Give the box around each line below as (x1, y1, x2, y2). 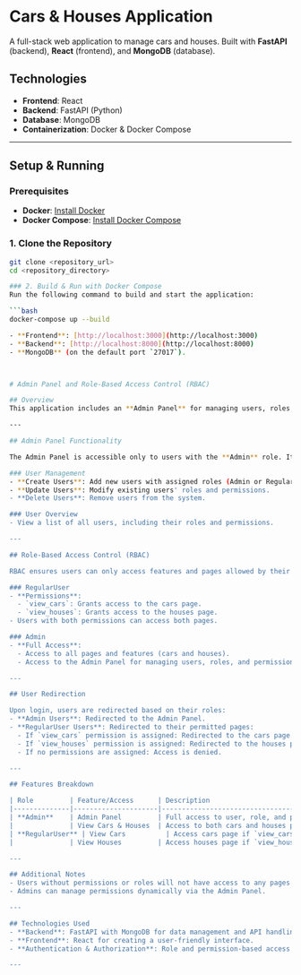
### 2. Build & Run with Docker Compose (9, 282, 163, 291)
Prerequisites (9, 186, 69, 198)
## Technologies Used (9, 919, 90, 928)
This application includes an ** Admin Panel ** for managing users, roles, (9, 404, 295, 413)
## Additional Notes (9, 870, 87, 879)
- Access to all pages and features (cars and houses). (17, 649, 230, 658)
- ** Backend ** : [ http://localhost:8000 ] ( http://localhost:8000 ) (9, 339, 254, 349)
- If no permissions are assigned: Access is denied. (17, 747, 222, 756)
